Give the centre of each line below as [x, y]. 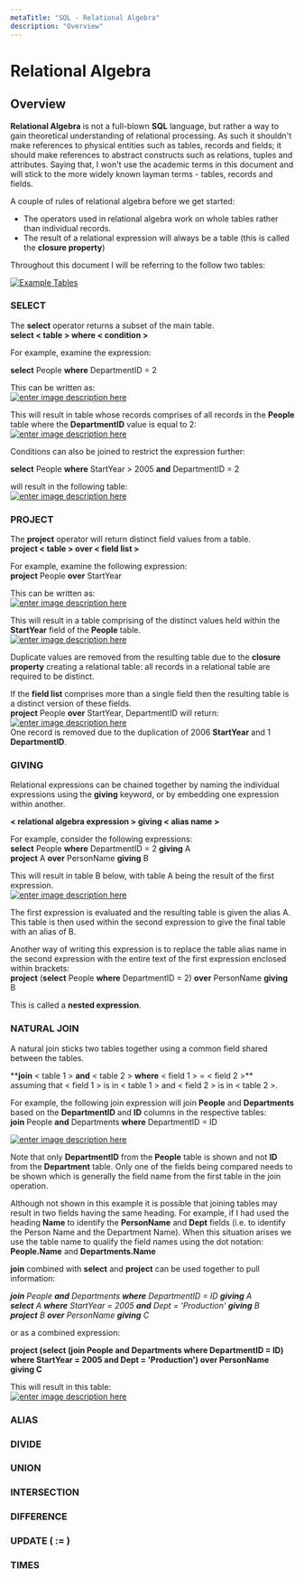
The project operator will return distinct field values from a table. [131, 540]
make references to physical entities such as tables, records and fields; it [146, 145]
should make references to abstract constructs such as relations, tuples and [152, 155]
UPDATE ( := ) [40, 1541]
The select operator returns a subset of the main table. [112, 325]
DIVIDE [26, 1444]
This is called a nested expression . [76, 1005]
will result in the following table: [69, 486]
